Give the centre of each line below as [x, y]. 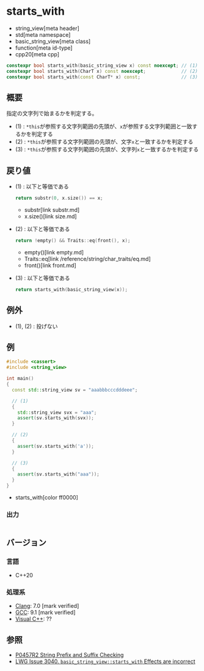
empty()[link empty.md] [54, 252]
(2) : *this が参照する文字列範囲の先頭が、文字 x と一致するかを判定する [104, 142]
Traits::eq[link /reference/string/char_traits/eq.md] [87, 259]
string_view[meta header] [47, 28]
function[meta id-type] [44, 48]
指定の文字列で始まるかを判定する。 [52, 113]
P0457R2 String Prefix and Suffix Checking [69, 655]
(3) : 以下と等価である [42, 278]
